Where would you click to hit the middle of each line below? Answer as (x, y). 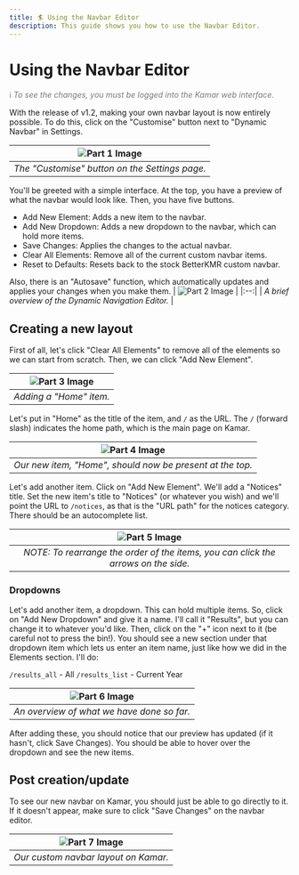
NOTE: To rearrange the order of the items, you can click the (149, 553)
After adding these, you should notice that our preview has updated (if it (141, 733)
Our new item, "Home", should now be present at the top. (133, 466)
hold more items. (53, 236)
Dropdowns (35, 590)
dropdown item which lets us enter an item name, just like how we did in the (148, 647)
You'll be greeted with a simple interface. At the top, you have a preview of (146, 190)
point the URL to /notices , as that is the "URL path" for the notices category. (149, 506)
